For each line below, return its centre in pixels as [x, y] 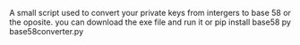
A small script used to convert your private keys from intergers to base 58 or [150, 13]
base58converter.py [46, 31]
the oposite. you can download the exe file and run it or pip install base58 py [150, 22]
